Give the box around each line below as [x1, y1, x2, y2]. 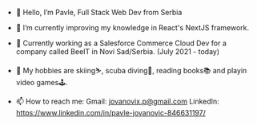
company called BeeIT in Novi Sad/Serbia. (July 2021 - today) [15, 47, 220, 56]
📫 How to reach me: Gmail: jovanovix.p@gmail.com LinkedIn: [15, 96, 220, 106]
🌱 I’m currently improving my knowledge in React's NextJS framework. [15, 23, 250, 32]
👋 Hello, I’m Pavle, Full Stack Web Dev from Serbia [15, 8, 183, 17]
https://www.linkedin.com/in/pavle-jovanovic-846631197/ [15, 108, 206, 117]
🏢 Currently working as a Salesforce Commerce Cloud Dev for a [15, 38, 227, 48]
